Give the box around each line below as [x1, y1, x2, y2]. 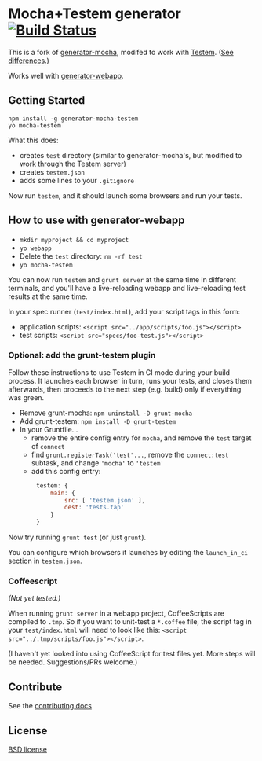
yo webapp [19, 244, 53, 252]
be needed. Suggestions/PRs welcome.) [8, 657, 138, 667]
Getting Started [8, 94, 86, 107]
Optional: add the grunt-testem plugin [8, 350, 156, 361]
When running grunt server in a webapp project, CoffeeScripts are [8, 608, 225, 618]
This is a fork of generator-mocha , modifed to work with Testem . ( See [8, 47, 234, 57]
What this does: [8, 135, 59, 145]
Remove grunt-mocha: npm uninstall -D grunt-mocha [19, 408, 193, 417]
